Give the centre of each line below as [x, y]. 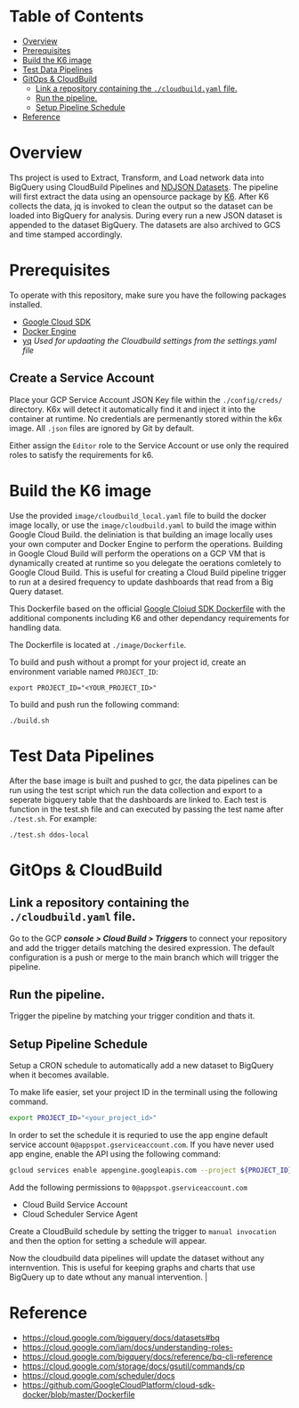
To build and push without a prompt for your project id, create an [128, 662]
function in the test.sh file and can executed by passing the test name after [146, 809]
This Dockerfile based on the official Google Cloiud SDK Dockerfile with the [148, 609]
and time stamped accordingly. [66, 234]
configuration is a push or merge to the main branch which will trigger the [144, 957]
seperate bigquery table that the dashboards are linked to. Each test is [138, 799]
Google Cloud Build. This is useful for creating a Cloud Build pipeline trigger [148, 572]
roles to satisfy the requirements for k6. [81, 454]
